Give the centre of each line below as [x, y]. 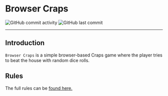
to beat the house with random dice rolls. [47, 60]
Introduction [25, 43]
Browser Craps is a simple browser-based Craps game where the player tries [84, 55]
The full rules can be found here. [39, 88]
